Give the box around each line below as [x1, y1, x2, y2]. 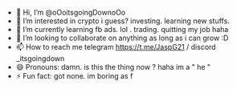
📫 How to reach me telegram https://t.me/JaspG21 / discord [15, 42, 216, 51]
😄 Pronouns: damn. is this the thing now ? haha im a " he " [15, 63, 211, 71]
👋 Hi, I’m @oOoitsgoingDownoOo [15, 8, 126, 17]
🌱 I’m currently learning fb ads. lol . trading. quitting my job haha [15, 25, 229, 34]
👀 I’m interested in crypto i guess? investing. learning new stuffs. [15, 16, 231, 26]
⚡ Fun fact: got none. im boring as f [15, 71, 133, 80]
